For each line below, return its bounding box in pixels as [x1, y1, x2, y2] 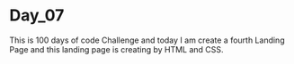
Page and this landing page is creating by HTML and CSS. [9, 44, 224, 54]
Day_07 [9, 5, 65, 26]
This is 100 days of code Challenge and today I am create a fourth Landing [9, 35, 285, 45]
